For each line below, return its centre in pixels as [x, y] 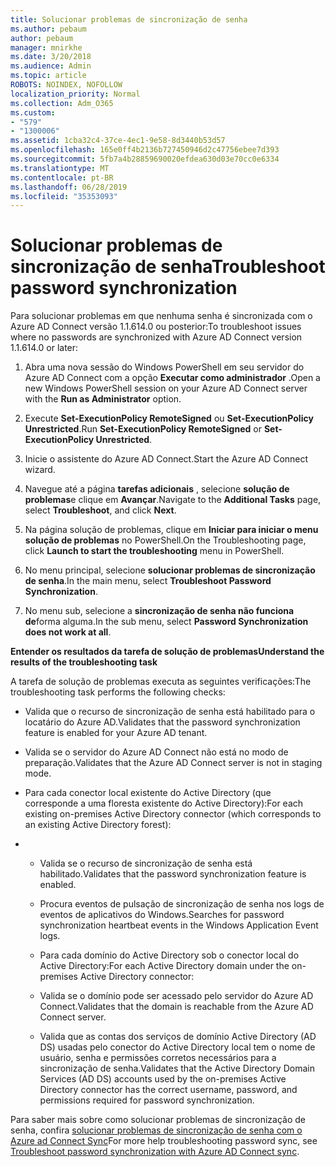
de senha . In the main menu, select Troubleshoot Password [148, 581]
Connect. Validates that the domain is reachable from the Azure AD [176, 1007]
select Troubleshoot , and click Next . [100, 510]
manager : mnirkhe [46, 47]
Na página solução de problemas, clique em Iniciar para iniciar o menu [171, 530]
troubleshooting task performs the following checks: [118, 692]
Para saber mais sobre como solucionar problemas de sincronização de [158, 1120]
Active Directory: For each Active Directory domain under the [164, 966]
